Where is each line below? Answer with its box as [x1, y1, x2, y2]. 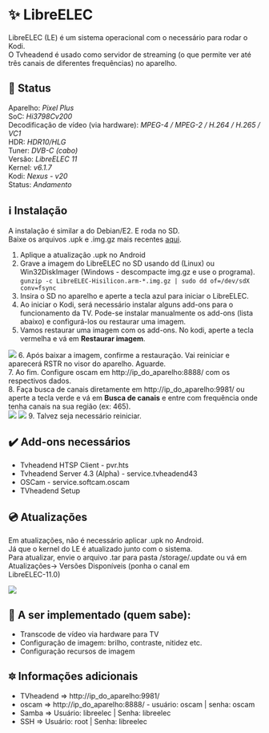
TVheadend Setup [19, 486, 81, 495]
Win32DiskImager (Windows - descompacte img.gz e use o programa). [19, 267, 255, 276]
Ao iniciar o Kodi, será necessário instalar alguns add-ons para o [19, 299, 234, 309]
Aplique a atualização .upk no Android [19, 250, 146, 259]
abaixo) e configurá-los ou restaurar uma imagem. [19, 316, 187, 326]
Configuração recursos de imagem [19, 646, 135, 656]
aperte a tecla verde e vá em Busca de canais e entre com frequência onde [8, 393, 258, 402]
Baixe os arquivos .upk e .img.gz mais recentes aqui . [8, 234, 182, 244]
